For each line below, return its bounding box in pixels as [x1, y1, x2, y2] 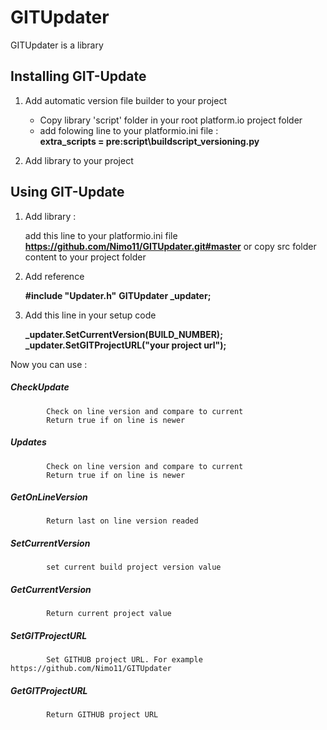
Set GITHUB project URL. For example [46, 655, 203, 665]
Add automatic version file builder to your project [24, 94, 227, 106]
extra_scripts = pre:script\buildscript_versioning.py [39, 135, 260, 147]
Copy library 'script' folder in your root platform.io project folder [39, 114, 303, 126]
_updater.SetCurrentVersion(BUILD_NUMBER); [24, 328, 223, 340]
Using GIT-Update [10, 184, 125, 201]
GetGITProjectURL [10, 684, 88, 696]
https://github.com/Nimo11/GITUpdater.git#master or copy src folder [24, 240, 317, 252]
